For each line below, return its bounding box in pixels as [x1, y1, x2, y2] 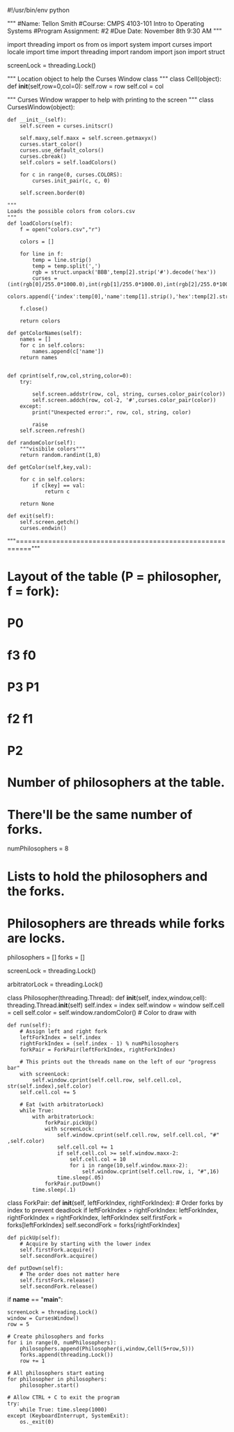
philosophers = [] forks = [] [7, 954, 85, 962]
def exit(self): [7, 513, 54, 520]
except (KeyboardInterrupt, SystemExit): [7, 1412, 130, 1419]
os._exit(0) [19, 1419, 54, 1426]
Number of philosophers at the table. [7, 775, 225, 791]
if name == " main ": [7, 1295, 63, 1304]
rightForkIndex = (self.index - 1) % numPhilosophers [19, 1041, 179, 1048]
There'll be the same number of [7, 807, 193, 823]
